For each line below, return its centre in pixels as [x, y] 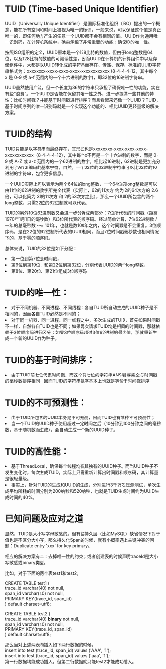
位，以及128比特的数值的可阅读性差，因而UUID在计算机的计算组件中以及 [79, 58]
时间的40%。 [23, 497]
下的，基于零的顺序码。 [29, 238]
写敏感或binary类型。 [27, 562]
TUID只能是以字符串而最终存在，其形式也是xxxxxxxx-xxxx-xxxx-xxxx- [77, 149]
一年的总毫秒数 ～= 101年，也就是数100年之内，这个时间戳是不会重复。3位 [81, 225]
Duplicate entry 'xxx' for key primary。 [53, 546]
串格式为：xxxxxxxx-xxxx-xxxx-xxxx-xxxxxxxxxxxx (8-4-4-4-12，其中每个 [81, 71]
